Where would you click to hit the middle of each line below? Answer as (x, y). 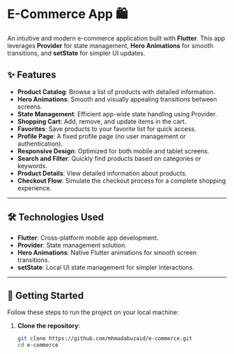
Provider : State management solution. (72, 245)
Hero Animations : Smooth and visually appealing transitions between (117, 99)
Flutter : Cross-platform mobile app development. (88, 238)
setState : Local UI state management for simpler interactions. (106, 267)
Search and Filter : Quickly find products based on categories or (109, 158)
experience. (34, 188)
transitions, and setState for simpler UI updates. (76, 53)
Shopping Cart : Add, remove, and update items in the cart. (102, 121)
